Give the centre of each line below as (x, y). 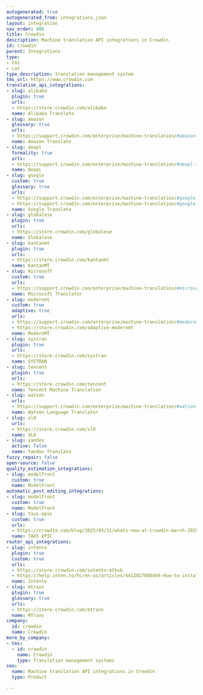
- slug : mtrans (25, 587)
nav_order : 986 (25, 29)
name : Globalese (32, 237)
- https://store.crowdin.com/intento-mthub (67, 570)
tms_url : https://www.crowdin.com (50, 79)
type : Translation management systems (66, 660)
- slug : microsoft (29, 271)
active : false (29, 446)
